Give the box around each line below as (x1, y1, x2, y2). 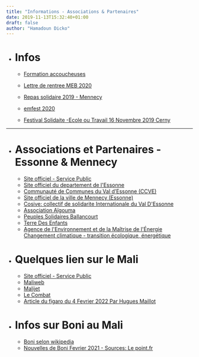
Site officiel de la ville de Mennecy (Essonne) (23, 194, 134, 201)
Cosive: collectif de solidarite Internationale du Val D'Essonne (23, 200, 174, 208)
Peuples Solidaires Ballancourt (23, 213, 98, 220)
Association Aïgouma (23, 207, 76, 214)
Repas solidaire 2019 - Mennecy (23, 93, 102, 101)
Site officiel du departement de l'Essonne (23, 182, 124, 189)
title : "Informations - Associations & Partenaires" (6, 8, 139, 15)
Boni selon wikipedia (23, 338, 74, 345)
